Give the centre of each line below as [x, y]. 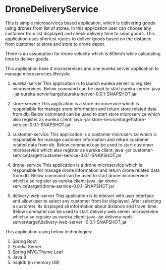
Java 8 [19, 257]
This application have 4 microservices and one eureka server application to [82, 68]
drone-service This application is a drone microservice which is [77, 165]
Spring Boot [25, 241]
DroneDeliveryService [52, 9]
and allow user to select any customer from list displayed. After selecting [86, 201]
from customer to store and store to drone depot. [55, 44]
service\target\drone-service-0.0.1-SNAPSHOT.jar [63, 186]
